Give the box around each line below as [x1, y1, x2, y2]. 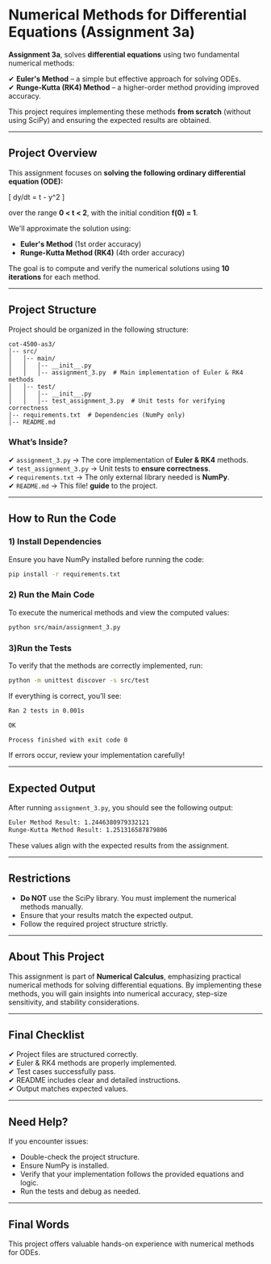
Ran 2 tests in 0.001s [8, 706, 85, 715]
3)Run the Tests [8, 642, 73, 653]
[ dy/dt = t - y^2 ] [8, 192, 65, 201]
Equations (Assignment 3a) [8, 23, 195, 41]
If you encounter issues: [8, 1136, 89, 1146]
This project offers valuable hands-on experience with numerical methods [8, 1239, 255, 1249]
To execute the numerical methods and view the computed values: [8, 607, 230, 617]
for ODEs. [8, 1248, 41, 1258]
